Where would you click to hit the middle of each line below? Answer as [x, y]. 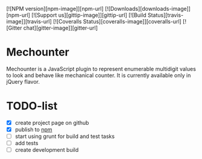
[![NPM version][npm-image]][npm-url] [55, 9]
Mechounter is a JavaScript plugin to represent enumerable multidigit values [101, 69]
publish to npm [33, 129]
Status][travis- [166, 15]
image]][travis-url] [29, 21]
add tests [27, 143]
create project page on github [52, 122]
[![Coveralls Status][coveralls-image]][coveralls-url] [118, 21]
